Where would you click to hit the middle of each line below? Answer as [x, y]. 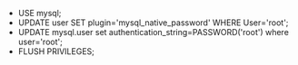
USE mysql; [40, 13]
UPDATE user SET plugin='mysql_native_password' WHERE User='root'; [153, 23]
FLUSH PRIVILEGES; [56, 51]
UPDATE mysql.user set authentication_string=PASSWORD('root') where [153, 32]
